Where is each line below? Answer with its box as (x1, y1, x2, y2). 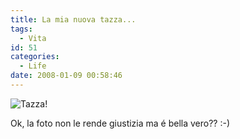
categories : (10, 52, 60, 62)
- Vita (19, 33, 47, 43)
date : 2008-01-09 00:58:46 (10, 71, 123, 81)
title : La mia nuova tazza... (10, 14, 137, 25)
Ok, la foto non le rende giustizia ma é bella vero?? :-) (10, 117, 231, 129)
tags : (10, 24, 33, 34)
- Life (19, 61, 47, 71)
